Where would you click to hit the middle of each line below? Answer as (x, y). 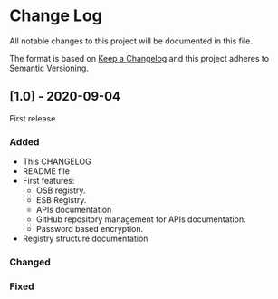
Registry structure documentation (85, 239)
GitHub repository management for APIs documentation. (141, 219)
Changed (30, 262)
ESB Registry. (61, 200)
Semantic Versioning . (49, 68)
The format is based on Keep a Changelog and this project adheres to (139, 58)
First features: (48, 181)
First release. (34, 118)
